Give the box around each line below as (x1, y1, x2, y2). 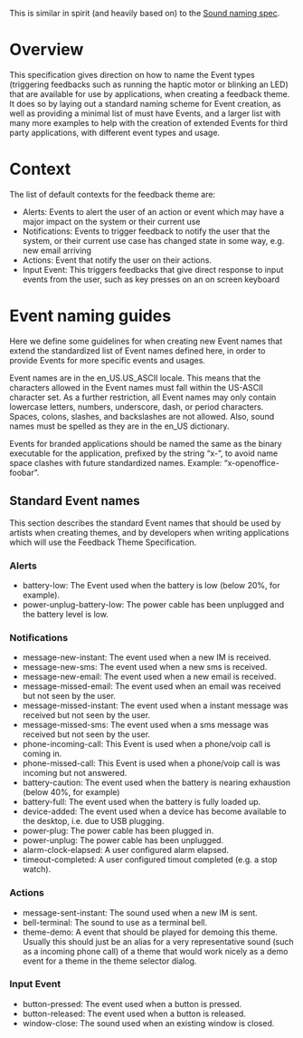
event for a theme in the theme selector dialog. (22, 956, 197, 966)
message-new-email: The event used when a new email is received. (22, 671, 277, 683)
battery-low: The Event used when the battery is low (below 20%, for (22, 579, 280, 590)
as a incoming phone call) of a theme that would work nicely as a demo (22, 946, 289, 956)
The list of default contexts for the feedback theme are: (9, 189, 215, 199)
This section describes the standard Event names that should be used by (9, 517, 281, 529)
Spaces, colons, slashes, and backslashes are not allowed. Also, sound (9, 411, 274, 422)
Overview (9, 40, 84, 60)
